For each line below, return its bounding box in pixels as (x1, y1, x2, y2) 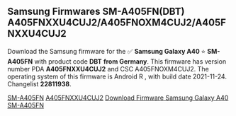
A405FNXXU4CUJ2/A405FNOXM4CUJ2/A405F (7, 17, 227, 29)
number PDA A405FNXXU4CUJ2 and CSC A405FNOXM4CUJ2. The (7, 64, 209, 73)
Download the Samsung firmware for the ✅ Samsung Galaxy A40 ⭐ (7, 47, 206, 55)
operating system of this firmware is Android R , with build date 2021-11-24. (7, 72, 227, 81)
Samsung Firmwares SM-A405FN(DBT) (7, 6, 186, 18)
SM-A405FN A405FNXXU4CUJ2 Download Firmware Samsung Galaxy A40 (7, 93, 229, 102)
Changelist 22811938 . (7, 79, 72, 88)
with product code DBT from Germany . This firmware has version (34, 57, 227, 66)
